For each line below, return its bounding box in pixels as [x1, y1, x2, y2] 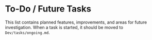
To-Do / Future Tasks [5, 3, 91, 14]
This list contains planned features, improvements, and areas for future [5, 19, 147, 25]
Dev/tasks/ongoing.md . [5, 29, 50, 35]
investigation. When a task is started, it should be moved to [5, 24, 123, 30]
